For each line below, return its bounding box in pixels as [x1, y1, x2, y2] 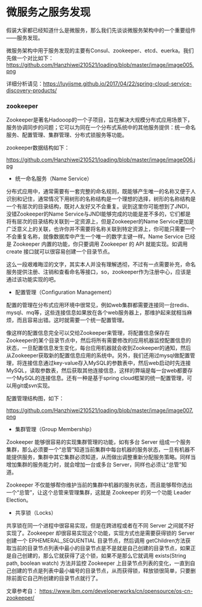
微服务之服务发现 [6, 5, 91, 19]
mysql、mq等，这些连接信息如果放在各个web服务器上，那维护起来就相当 [6, 309, 188, 316]
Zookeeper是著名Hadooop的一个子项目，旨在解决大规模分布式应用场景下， [6, 116, 193, 123]
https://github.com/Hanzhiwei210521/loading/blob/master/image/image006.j [6, 156, 195, 163]
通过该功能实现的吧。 [6, 276, 59, 283]
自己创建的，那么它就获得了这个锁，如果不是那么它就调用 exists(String [11, 552, 186, 559]
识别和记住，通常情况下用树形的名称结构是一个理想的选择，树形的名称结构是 [6, 195, 196, 202]
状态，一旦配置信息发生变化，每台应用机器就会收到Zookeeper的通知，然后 [6, 344, 191, 352]
